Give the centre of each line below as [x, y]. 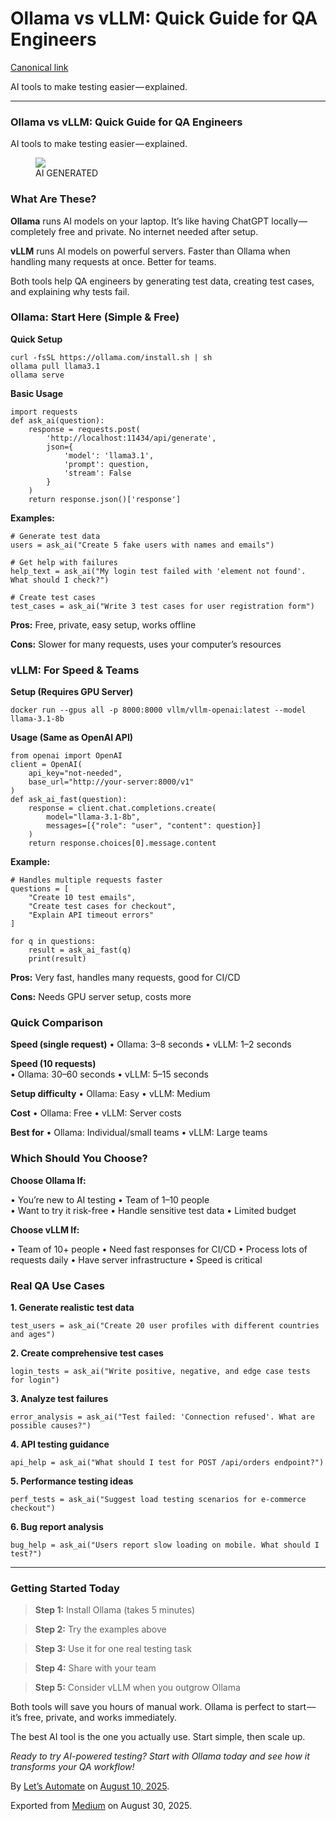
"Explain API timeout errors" [91, 915]
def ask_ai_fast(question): [69, 800]
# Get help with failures [64, 562]
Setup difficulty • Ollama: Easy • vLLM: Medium [110, 1094]
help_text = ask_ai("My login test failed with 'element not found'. [158, 571]
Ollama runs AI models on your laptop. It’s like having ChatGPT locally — [159, 221]
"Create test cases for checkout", [102, 907]
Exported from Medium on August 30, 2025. [101, 1806]
